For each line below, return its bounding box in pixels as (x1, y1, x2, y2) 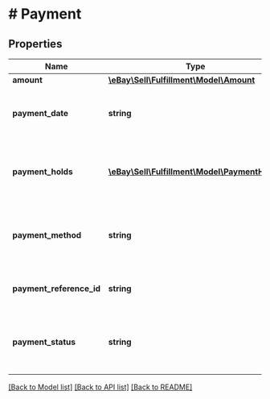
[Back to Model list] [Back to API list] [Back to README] (8, 382, 193, 392)
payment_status (12, 336, 76, 347)
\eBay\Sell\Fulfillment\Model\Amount (108, 74, 256, 85)
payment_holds (12, 166, 74, 177)
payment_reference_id (12, 283, 101, 294)
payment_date (12, 108, 69, 118)
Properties (8, 37, 63, 51)
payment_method (12, 230, 82, 240)
